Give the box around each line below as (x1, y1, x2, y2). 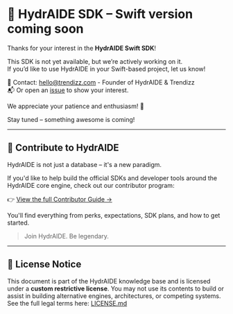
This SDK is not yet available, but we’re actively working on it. (7, 57, 182, 65)
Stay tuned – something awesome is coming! (7, 115, 135, 123)
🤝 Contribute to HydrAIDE (7, 142, 119, 154)
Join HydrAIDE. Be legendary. (24, 232, 110, 240)
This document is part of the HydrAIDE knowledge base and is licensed (7, 277, 211, 285)
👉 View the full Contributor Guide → (7, 195, 112, 203)
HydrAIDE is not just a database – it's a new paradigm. (7, 160, 162, 168)
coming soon (7, 21, 84, 37)
